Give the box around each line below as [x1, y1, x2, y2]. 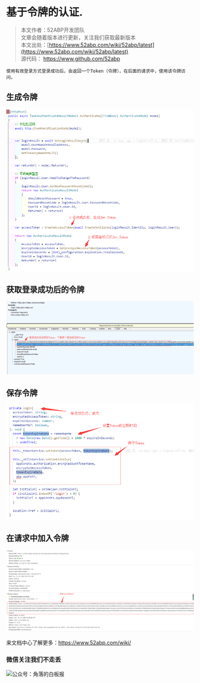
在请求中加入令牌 [6, 533, 69, 543]
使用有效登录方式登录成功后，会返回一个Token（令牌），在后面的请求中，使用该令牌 [6, 68, 182, 74]
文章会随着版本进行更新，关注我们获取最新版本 [20, 33, 136, 41]
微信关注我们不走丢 [6, 656, 61, 664]
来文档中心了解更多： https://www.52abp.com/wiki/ [6, 639, 132, 647]
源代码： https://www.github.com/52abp [20, 55, 120, 62]
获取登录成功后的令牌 [6, 284, 85, 294]
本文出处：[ [20, 41, 49, 48]
